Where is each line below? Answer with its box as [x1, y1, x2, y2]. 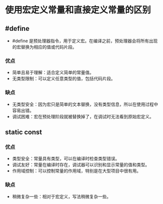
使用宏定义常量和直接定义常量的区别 [5, 4, 151, 16]
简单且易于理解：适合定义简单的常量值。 [12, 70, 94, 76]
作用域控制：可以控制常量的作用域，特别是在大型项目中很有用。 [12, 168, 141, 174]
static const [5, 128, 43, 136]
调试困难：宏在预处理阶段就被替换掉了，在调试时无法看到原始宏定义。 [12, 113, 154, 119]
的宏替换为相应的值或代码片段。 [12, 44, 77, 50]
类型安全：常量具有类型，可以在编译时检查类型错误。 [12, 155, 120, 162]
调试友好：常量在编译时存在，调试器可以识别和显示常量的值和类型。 [12, 162, 150, 168]
